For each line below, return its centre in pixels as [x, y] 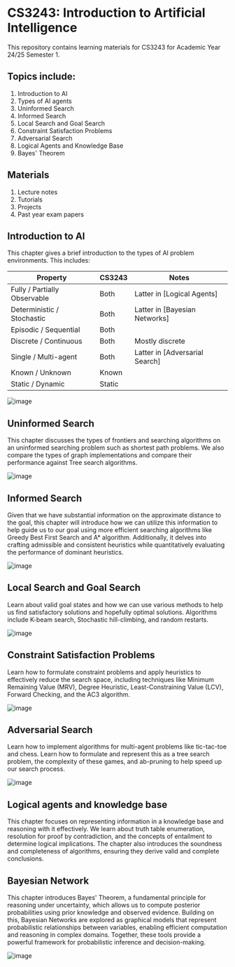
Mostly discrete [159, 341]
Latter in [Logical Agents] [176, 294]
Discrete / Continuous [47, 341]
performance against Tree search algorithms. [72, 463]
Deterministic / [35, 309]
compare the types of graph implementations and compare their [100, 455]
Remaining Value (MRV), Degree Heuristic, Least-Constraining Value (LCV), [115, 687]
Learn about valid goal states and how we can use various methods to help [115, 604]
